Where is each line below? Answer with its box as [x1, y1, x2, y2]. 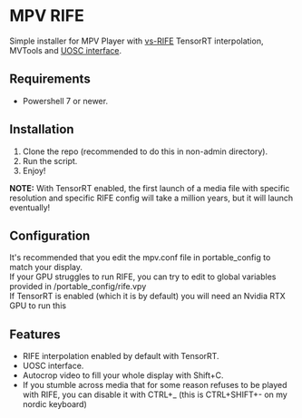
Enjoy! [22, 165, 46, 176]
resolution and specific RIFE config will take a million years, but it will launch [9, 192, 294, 203]
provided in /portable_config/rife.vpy [9, 281, 147, 292]
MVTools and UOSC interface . [9, 44, 122, 55]
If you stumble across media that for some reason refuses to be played [22, 380, 287, 391]
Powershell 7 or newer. [22, 95, 109, 106]
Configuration [9, 228, 91, 243]
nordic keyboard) [22, 399, 88, 410]
